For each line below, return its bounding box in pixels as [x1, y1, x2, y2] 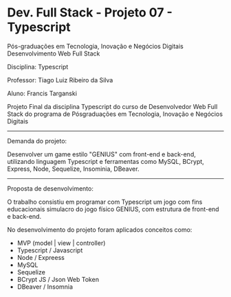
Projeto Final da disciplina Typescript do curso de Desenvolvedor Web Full [7, 102, 218, 110]
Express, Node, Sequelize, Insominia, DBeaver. [7, 165, 140, 173]
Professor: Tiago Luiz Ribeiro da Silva [7, 75, 113, 84]
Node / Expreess [16, 253, 65, 261]
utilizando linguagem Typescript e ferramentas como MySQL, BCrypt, [7, 157, 204, 165]
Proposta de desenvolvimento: [7, 184, 94, 193]
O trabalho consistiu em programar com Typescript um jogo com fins [7, 198, 203, 206]
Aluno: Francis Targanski [7, 89, 78, 97]
